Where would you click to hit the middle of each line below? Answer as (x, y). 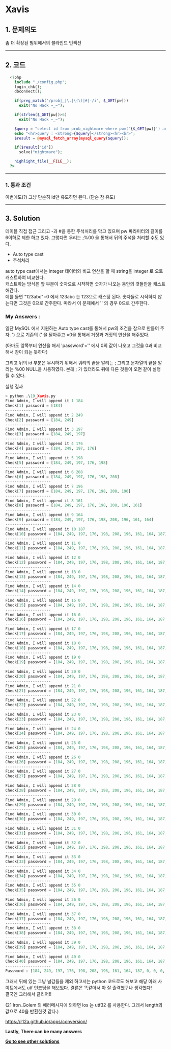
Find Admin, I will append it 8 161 (44, 501)
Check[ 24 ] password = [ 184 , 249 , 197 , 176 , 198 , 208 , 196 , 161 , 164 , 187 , (86, 733)
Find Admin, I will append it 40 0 (43, 957)
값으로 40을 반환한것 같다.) (32, 1011)
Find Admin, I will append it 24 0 (43, 729)
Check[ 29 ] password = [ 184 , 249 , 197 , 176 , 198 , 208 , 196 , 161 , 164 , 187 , (86, 805)
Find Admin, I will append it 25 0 (43, 743)
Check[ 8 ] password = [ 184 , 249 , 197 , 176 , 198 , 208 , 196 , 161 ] (74, 505)
